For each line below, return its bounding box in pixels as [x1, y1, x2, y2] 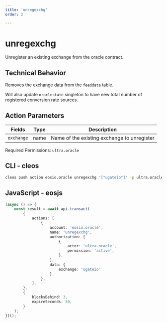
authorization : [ [49, 234, 85, 239]
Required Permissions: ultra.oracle [5, 148, 80, 154]
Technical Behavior [5, 68, 66, 77]
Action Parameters [5, 111, 65, 120]
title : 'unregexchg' [5, 7, 48, 12]
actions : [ [31, 216, 55, 221]
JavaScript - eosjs [5, 189, 63, 197]
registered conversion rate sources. [5, 97, 79, 103]
